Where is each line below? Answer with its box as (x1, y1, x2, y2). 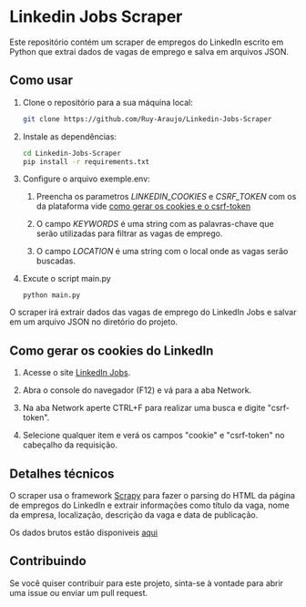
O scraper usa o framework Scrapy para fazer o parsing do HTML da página (9, 490, 296, 500)
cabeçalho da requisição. (22, 439, 118, 450)
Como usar (9, 73, 74, 88)
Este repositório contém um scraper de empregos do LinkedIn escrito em (9, 36, 284, 47)
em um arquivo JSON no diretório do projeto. (9, 316, 178, 327)
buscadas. (36, 255, 76, 266)
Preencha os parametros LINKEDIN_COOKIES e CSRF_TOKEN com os (36, 191, 297, 202)
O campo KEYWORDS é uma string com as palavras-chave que (36, 219, 275, 230)
